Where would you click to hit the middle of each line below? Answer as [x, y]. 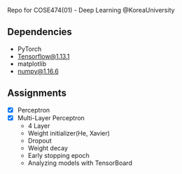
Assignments [37, 93]
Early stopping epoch [58, 155]
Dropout [40, 140]
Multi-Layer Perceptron [51, 117]
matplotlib [32, 64]
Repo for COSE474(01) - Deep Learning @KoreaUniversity [91, 10]
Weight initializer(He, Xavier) [69, 133]
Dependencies [40, 32]
